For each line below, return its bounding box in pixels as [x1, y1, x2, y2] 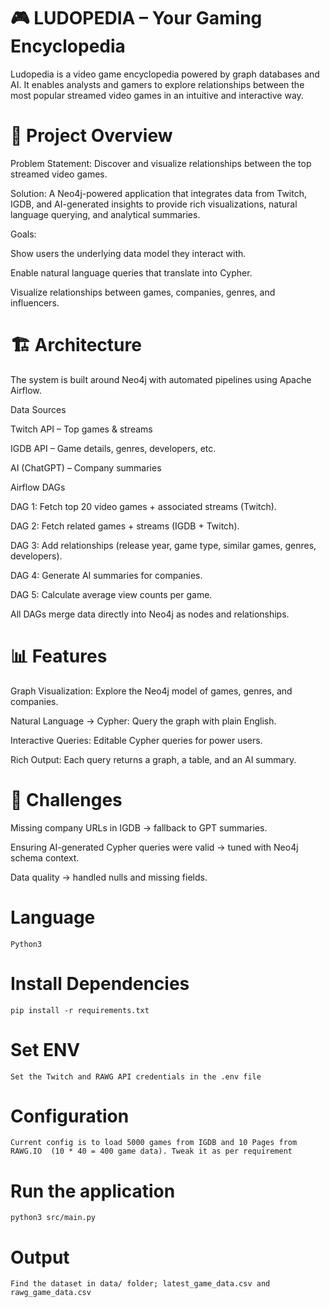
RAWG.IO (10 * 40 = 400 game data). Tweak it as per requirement [10, 1146, 293, 1157]
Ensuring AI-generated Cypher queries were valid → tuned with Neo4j [10, 841, 299, 853]
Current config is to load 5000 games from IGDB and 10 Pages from [10, 1138, 298, 1148]
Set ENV [10, 1038, 81, 1061]
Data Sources [10, 403, 67, 415]
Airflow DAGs [10, 481, 66, 493]
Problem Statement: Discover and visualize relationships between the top [10, 157, 312, 169]
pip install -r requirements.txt [10, 1005, 150, 1015]
